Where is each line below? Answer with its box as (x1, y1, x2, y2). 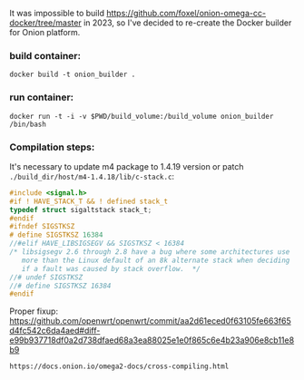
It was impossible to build (9, 8, 104, 18)
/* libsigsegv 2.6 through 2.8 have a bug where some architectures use (9, 248, 290, 257)
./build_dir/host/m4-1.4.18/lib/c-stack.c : (9, 171, 175, 181)
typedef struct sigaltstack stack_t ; (9, 205, 152, 214)
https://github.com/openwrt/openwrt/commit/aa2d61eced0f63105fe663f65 (9, 316, 292, 326)
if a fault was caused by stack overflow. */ (21, 264, 201, 273)
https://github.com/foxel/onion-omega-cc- (105, 8, 266, 18)
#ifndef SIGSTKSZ (9, 222, 75, 231)
